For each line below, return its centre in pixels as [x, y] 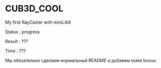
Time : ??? [16, 51]
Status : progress [23, 32]
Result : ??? [17, 41]
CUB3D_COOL [34, 9]
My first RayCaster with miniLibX [38, 22]
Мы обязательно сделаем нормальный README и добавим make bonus [80, 60]
